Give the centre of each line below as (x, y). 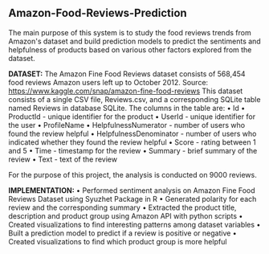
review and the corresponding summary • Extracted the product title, (122, 207)
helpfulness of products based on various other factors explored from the (130, 49)
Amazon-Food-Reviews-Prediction (98, 13)
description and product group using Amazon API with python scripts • (126, 215)
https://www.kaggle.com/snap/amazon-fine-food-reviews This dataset (126, 91)
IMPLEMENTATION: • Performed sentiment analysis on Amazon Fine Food (132, 190)
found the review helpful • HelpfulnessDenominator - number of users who (132, 133)
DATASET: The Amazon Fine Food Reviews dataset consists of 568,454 (127, 74)
